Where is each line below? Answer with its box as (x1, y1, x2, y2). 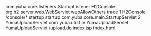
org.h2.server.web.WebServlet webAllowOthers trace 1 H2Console (5, 9, 146, 15)
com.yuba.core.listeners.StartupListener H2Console (5, 4, 116, 9)
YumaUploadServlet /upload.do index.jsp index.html (5, 25, 116, 31)
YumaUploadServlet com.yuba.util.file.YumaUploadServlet (5, 20, 129, 25)
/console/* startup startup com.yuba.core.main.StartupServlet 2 (5, 14, 141, 20)
